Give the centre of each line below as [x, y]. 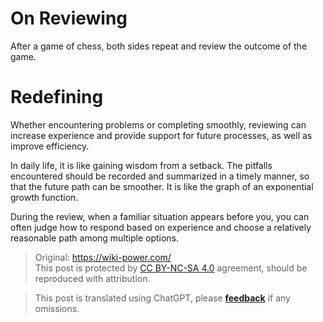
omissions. [57, 308]
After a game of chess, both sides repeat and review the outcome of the [159, 46]
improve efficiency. [50, 146]
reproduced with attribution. [92, 278]
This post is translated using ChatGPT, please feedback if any [162, 298]
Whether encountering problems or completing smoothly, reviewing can [158, 124]
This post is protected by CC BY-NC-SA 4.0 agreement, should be [171, 268]
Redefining [57, 97]
